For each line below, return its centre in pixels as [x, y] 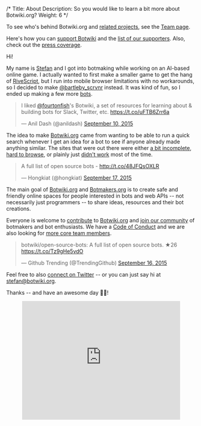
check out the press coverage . [44, 45]
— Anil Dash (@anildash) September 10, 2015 [77, 124]
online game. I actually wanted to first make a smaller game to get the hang [99, 74]
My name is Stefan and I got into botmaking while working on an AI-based [98, 68]
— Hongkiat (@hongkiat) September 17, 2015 [76, 178]
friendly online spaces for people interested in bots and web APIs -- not [95, 196]
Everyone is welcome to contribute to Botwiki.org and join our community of [100, 220]
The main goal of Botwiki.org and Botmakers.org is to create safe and [92, 190]
